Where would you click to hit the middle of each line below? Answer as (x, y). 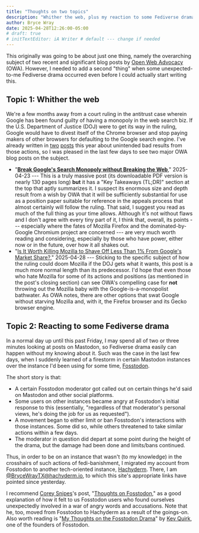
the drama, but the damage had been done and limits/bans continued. (100, 445)
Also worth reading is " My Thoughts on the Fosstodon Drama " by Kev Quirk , (99, 518)
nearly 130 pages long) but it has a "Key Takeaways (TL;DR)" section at (102, 182)
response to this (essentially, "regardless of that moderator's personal (100, 407)
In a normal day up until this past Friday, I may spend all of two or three (93, 340)
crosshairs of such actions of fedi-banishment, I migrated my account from (98, 463)
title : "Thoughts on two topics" (47, 12)
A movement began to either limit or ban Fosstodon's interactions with (100, 420)
